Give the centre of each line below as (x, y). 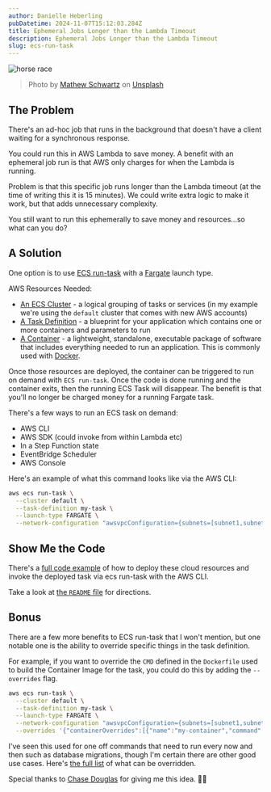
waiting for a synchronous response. (69, 137)
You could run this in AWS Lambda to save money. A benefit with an (121, 154)
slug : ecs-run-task (41, 46)
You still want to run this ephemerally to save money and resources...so (127, 219)
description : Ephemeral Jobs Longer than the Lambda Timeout (113, 38)
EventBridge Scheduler (58, 454)
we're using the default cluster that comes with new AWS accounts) (133, 313)
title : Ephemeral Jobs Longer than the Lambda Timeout (102, 31)
